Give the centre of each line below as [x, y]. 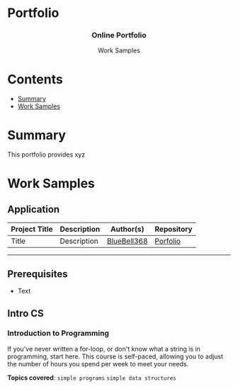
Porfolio [168, 241]
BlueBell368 [127, 241]
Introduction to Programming [58, 333]
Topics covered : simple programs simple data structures [92, 378]
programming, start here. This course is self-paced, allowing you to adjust [115, 356]
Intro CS [25, 313]
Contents [35, 79]
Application [34, 209]
